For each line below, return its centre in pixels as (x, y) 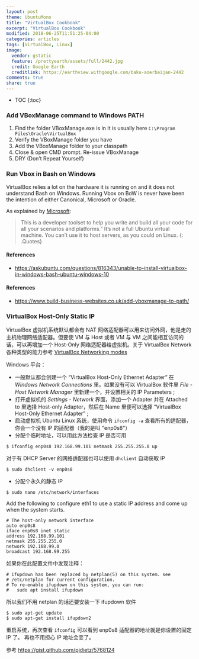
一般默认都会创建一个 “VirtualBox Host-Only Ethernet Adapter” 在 (94, 377)
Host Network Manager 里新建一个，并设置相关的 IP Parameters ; (94, 392)
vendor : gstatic (31, 56)
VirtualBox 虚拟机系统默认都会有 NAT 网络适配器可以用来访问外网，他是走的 (99, 330)
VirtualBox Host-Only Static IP (50, 316)
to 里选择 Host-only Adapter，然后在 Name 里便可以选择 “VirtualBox (98, 407)
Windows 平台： (26, 365)
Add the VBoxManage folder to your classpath (71, 146)
